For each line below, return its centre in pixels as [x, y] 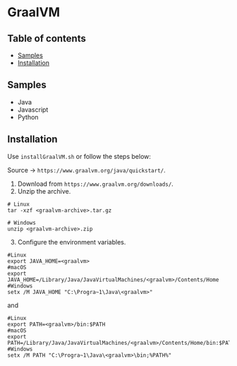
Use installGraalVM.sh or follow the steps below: [79, 156]
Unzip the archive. [44, 191]
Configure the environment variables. [72, 242]
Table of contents [47, 39]
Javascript [33, 110]
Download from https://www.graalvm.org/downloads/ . [96, 184]
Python [28, 117]
